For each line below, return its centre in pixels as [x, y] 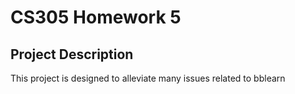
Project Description [72, 54]
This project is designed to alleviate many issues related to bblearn [148, 78]
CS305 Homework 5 [96, 17]
